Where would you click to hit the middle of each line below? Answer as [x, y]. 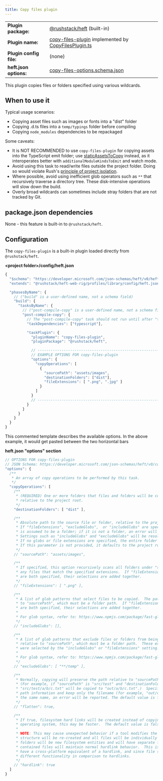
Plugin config [23, 53]
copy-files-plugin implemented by [89, 39]
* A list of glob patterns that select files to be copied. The [83, 599]
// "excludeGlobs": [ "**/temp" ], [50, 666]
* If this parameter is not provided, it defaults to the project [84, 545]
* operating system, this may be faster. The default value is [82, 724]
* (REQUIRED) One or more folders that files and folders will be [84, 496]
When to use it [27, 101]
